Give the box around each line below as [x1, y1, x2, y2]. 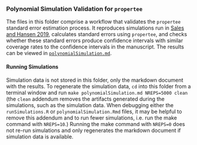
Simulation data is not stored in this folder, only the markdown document [6, 76, 184, 83]
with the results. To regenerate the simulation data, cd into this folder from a [6, 82, 191, 90]
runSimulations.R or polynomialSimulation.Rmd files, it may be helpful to [6, 108, 182, 115]
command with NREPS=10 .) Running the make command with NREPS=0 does [6, 120, 185, 127]
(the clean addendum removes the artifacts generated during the [6, 95, 165, 102]
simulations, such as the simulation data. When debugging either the [6, 101, 174, 108]
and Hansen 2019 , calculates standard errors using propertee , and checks [6, 31, 188, 38]
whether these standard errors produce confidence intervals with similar [6, 37, 183, 44]
